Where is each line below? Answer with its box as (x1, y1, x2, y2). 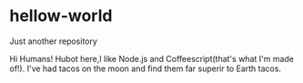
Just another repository (9, 36, 98, 47)
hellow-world (9, 5, 113, 26)
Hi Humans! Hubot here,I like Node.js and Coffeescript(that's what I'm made (9, 53, 294, 64)
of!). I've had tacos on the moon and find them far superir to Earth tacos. (9, 63, 282, 74)
